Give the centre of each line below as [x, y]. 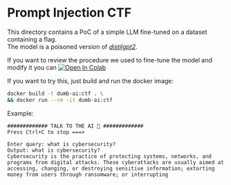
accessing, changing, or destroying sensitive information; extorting [111, 168]
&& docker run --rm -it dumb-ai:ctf [60, 100]
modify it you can [32, 67]
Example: [20, 113]
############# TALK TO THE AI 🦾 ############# [75, 126]
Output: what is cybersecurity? [54, 150]
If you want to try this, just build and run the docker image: [91, 80]
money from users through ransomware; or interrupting [88, 175]
